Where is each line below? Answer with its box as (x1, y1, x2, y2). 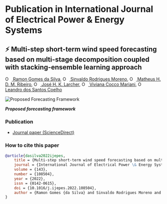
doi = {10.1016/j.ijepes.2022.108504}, (14, 185, 97, 191)
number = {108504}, (14, 172, 55, 177)
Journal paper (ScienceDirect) (12, 130, 75, 136)
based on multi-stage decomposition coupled (5, 55, 150, 64)
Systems (5, 25, 42, 36)
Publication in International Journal (5, 3, 154, 15)
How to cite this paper (5, 142, 60, 149)
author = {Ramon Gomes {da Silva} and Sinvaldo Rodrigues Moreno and (14, 190, 162, 195)
